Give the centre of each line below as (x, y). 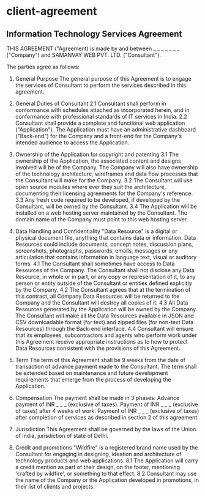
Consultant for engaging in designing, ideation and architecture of (98, 454)
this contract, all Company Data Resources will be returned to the (97, 296)
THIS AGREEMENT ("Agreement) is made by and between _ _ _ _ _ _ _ (93, 48)
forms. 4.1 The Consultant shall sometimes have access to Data (95, 264)
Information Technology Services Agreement (94, 34)
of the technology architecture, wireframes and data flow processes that (106, 174)
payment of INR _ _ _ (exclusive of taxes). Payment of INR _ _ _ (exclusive (106, 404)
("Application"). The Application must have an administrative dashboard (106, 129)
